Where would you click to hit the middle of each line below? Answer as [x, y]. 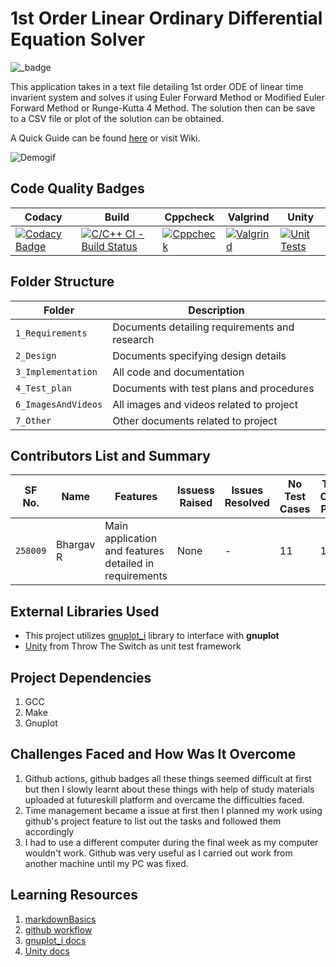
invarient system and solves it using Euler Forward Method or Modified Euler [167, 97]
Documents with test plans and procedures [213, 388]
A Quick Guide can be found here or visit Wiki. [105, 138]
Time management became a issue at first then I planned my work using [173, 810]
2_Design [36, 355]
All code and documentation [178, 372]
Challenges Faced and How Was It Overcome [153, 754]
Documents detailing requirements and [203, 327]
